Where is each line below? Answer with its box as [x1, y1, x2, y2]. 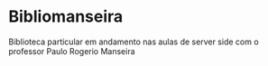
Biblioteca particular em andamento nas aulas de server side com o [8, 36, 259, 47]
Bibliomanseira [8, 6, 124, 27]
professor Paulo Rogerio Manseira [8, 45, 136, 56]
